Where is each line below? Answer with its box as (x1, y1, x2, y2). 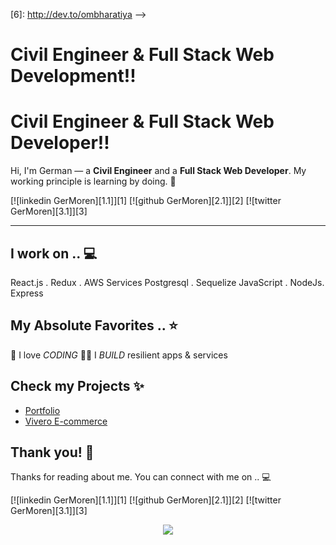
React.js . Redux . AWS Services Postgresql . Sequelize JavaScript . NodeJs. (10, 276, 325, 288)
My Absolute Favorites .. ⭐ (10, 317, 178, 334)
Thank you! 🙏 (10, 444, 95, 461)
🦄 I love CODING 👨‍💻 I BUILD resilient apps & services (10, 349, 228, 361)
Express (10, 287, 44, 299)
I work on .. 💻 (10, 245, 98, 262)
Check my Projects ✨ (10, 378, 145, 395)
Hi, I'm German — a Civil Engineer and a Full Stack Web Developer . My (10, 165, 307, 177)
